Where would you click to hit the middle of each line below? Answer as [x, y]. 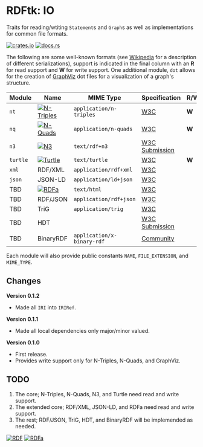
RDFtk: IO [31, 11]
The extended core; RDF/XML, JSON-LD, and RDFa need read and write [105, 407]
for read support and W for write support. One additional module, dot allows [101, 69]
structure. [18, 83]
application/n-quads [103, 129]
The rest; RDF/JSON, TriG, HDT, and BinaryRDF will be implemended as [104, 420]
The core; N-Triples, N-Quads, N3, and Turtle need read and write [97, 394]
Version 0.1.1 [22, 319]
